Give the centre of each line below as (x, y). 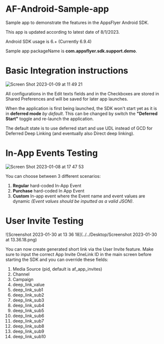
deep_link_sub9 (28, 331)
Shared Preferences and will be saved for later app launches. (67, 99)
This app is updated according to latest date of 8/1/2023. (63, 32)
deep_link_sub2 (28, 295)
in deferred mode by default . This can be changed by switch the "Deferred (82, 113)
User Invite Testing (45, 221)
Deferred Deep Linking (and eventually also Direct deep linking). (70, 133)
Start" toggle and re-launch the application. (50, 119)
